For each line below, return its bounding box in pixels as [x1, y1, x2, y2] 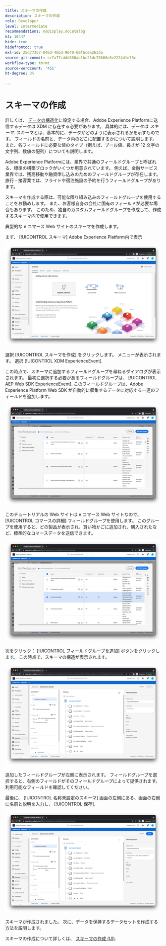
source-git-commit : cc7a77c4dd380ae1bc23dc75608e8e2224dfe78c [5, 55, 136, 60]
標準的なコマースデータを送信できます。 [13, 530, 96, 536]
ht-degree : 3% [5, 71, 35, 76]
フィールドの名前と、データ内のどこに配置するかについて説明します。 [14, 136, 157, 142]
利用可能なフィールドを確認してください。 [5, 784, 92, 790]
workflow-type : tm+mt [5, 60, 50, 66]
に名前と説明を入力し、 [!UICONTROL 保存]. [5, 801, 96, 807]
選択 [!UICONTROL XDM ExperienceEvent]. [14, 358, 103, 364]
